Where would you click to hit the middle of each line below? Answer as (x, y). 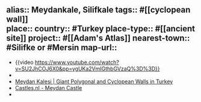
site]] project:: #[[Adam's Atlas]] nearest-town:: (98, 38)
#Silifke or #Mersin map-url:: (62, 48)
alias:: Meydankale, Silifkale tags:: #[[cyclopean (98, 10)
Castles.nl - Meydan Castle (48, 88)
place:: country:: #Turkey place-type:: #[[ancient (101, 29)
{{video (24, 62)
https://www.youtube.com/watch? (77, 62)
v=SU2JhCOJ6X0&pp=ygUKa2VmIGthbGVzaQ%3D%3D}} (87, 68)
